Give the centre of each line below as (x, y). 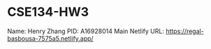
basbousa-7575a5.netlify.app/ (50, 38)
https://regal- (184, 31)
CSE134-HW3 (48, 12)
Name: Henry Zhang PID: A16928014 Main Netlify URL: (86, 31)
